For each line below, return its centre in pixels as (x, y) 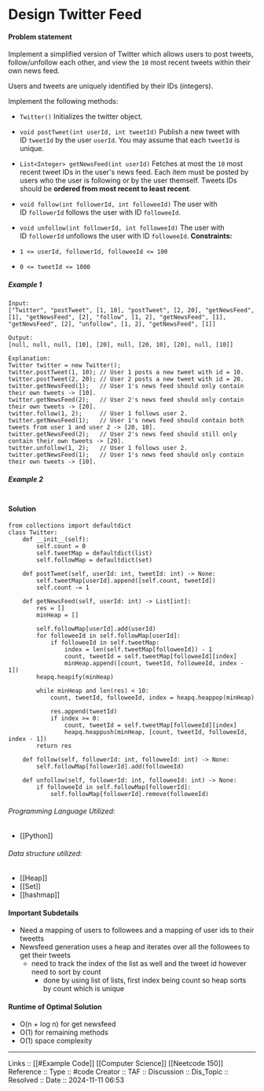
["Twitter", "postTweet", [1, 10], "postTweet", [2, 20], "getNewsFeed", (132, 311)
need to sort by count (66, 972)
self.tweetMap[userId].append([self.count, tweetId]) (126, 581)
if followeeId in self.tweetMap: (104, 643)
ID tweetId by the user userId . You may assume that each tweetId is (130, 140)
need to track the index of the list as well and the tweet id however (139, 964)
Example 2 (26, 479)
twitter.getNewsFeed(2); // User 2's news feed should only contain (126, 400)
